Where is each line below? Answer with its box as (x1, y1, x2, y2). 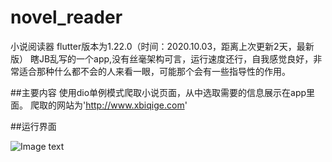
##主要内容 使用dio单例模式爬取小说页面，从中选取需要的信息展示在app (10, 86, 307, 98)
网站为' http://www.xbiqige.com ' (56, 99, 188, 111)
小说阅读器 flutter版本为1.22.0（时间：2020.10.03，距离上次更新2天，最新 (10, 40, 315, 52)
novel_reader (10, 6, 123, 29)
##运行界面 (10, 120, 57, 132)
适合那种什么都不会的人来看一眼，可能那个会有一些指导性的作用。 (18, 65, 291, 77)
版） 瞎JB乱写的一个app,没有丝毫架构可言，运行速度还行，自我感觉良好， (10, 52, 314, 65)
